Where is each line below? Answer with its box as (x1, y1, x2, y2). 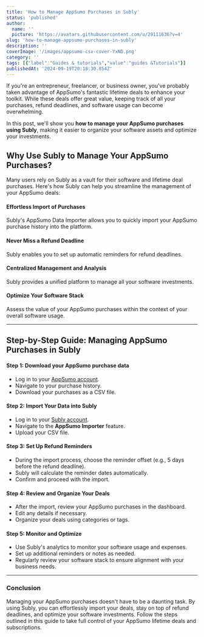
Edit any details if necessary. (15, 510, 87, 517)
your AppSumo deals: (6, 189, 61, 197)
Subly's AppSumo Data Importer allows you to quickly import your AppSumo (6, 217, 197, 224)
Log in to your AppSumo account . (15, 375, 100, 382)
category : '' (6, 54, 39, 60)
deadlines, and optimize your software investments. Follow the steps (6, 610, 178, 618)
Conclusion (6, 584, 41, 593)
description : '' (6, 43, 47, 49)
